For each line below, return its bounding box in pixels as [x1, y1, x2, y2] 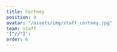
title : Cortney [6, 8, 45, 15]
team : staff [6, 25, 36, 32]
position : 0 [6, 14, 36, 20]
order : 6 [6, 36, 28, 42]
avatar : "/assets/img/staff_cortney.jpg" [6, 20, 113, 26]
